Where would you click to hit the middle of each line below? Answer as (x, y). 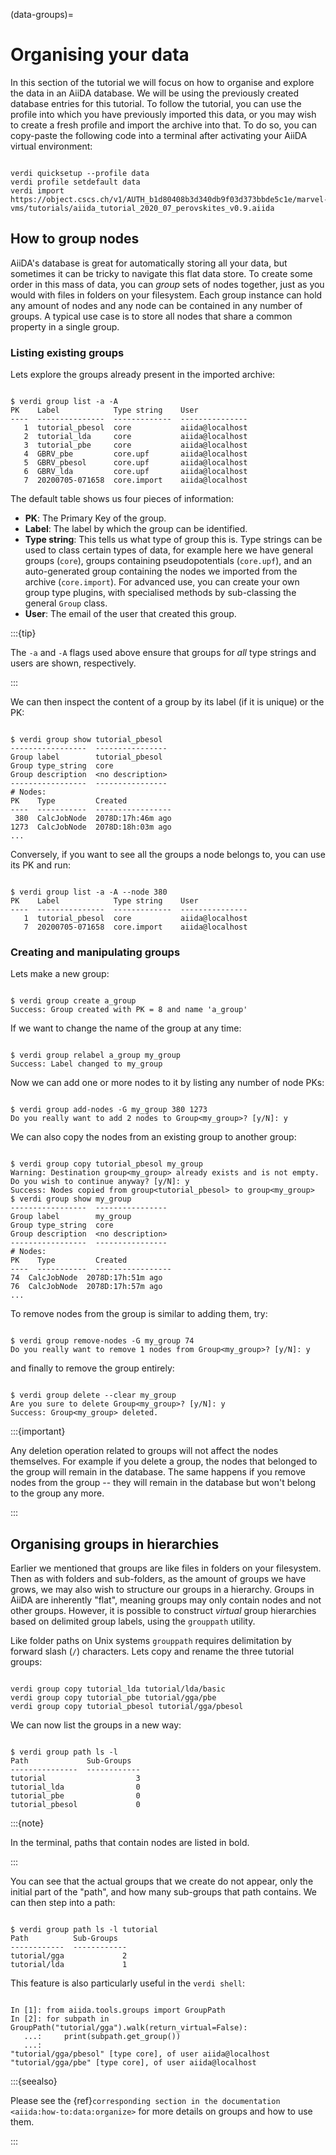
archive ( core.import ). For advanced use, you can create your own (162, 582)
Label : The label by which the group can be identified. (136, 529)
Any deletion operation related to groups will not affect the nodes (144, 1451)
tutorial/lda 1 (69, 1965)
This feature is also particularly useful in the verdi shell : (127, 1983)
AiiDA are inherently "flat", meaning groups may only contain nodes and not (166, 1600)
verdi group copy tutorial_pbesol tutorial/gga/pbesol (127, 1707)
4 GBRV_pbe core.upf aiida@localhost (135, 454)
